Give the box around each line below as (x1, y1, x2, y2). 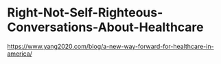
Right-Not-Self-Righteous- (7, 5, 163, 21)
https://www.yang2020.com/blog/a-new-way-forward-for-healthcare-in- (7, 42, 214, 50)
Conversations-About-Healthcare (7, 19, 204, 35)
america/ (7, 50, 33, 58)
